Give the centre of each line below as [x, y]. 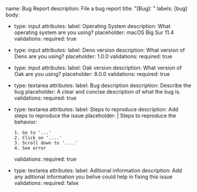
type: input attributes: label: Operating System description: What [92, 26]
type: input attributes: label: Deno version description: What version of [99, 50]
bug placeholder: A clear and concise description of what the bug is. [97, 92]
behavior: [26, 122]
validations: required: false [46, 183]
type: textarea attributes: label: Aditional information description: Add [98, 171]
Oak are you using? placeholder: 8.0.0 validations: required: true [92, 74]
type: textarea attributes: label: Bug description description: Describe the [103, 85]
